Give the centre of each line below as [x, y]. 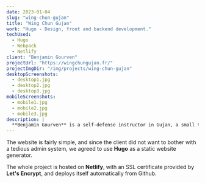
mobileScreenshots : [31, 97]
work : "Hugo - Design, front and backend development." [79, 29]
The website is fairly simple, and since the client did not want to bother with [101, 142]
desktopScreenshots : [33, 74]
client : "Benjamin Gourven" [42, 57]
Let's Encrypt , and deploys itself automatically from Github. [81, 173]
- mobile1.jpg [30, 102]
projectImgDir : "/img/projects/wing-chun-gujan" [69, 68]
